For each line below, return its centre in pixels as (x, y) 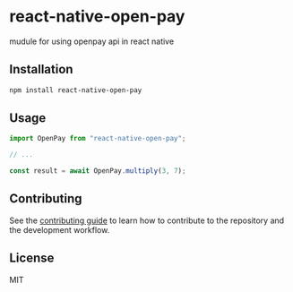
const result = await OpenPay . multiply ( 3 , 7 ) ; (98, 171)
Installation (41, 69)
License (32, 258)
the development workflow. (60, 229)
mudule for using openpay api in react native (92, 41)
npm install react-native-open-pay (76, 90)
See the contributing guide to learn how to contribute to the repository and (147, 220)
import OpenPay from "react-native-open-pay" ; (98, 139)
